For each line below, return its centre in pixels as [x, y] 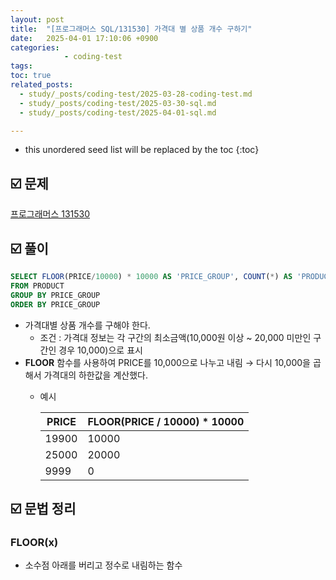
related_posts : [42, 85]
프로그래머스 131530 [50, 214]
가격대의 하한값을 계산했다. [95, 375]
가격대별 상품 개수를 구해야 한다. [87, 325]
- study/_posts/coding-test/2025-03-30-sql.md [118, 103]
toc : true [31, 76]
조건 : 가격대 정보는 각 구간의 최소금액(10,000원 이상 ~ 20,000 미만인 [175, 337]
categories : [35, 47]
